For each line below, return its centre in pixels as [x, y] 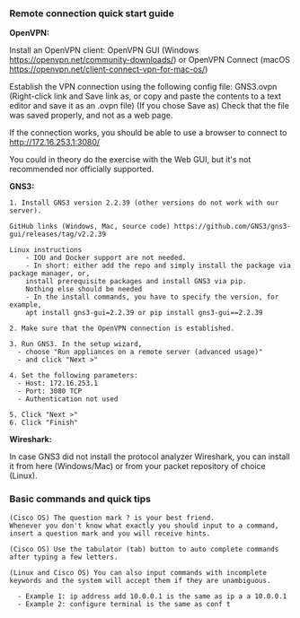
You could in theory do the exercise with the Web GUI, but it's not [130, 160]
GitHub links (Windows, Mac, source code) [90, 227]
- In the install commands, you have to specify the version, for [152, 297]
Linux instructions [46, 250]
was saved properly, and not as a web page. [91, 116]
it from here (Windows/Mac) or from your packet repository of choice [138, 466]
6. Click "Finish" [44, 423]
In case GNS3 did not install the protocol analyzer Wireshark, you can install [150, 457]
